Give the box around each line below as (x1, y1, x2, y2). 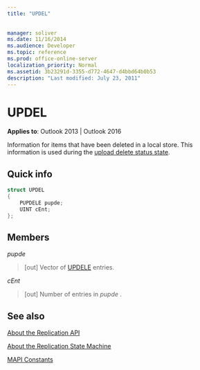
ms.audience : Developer (7, 42, 76, 49)
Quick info (7, 168, 53, 180)
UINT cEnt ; (19, 206, 51, 213)
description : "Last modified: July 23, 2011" (7, 74, 140, 82)
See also (7, 310, 45, 322)
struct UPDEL (7, 186, 45, 194)
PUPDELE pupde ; (19, 199, 64, 206)
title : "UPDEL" (7, 10, 51, 17)
